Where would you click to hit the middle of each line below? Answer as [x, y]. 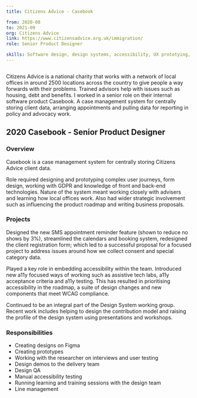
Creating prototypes [39, 352]
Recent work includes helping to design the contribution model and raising [96, 311]
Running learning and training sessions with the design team [88, 383]
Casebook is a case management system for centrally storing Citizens [91, 161]
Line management [36, 389]
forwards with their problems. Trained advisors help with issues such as [93, 89]
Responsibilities [29, 332]
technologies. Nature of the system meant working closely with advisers [94, 192]
